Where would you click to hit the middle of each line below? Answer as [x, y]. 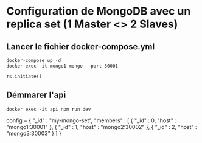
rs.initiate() [24, 77]
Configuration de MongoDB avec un [99, 11]
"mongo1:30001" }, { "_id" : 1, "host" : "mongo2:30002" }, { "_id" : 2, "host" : [102, 127]
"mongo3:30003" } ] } [34, 133]
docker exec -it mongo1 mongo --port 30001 [62, 66]
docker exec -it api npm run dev [49, 109]
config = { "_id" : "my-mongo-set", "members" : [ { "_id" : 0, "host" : [91, 120]
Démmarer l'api [36, 95]
